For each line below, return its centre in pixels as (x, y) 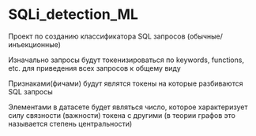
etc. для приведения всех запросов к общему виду (95, 68)
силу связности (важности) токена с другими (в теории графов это (122, 115)
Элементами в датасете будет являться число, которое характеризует (128, 107)
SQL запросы (30, 91)
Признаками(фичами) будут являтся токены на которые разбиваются (126, 83)
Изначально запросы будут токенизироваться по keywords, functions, (126, 60)
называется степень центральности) (70, 123)
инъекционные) (35, 44)
